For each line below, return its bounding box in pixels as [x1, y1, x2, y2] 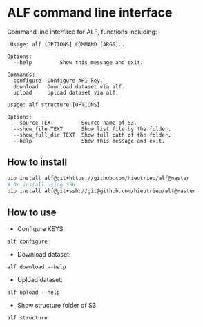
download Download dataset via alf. [13, 83, 126, 90]
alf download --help [7, 264, 67, 270]
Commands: [7, 71, 36, 78]
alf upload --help [7, 289, 60, 296]
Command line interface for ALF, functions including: [7, 28, 157, 36]
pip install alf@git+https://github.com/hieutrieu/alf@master [7, 175, 190, 181]
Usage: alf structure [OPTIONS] [7, 101, 100, 108]
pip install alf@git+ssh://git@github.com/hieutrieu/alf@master [7, 188, 196, 195]
